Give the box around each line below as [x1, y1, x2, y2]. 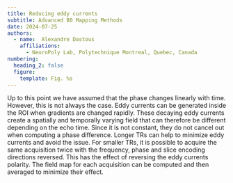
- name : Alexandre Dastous [13, 36, 95, 43]
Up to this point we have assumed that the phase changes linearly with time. [7, 94, 226, 102]
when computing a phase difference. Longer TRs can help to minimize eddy [7, 131, 225, 139]
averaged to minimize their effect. [7, 168, 104, 176]
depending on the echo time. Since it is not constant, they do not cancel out [7, 123, 225, 132]
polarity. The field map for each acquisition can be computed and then [7, 161, 209, 169]
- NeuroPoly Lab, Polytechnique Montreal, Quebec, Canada [25, 49, 198, 56]
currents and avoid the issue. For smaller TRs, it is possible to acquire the [7, 138, 217, 147]
